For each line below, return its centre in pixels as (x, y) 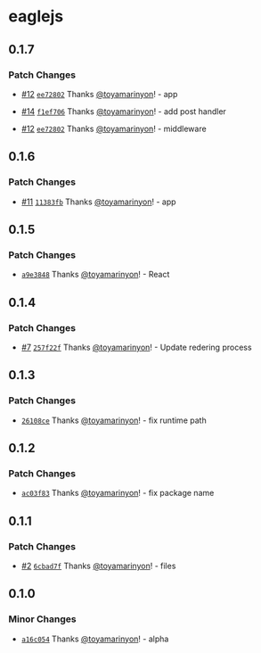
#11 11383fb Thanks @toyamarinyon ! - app (98, 202)
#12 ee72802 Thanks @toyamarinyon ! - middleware (114, 128)
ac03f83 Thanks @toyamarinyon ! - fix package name (118, 493)
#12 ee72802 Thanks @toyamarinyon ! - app (99, 94)
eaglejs (36, 17)
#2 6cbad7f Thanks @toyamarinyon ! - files (98, 566)
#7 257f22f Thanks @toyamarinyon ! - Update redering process (136, 347)
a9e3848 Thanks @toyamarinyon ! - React (95, 275)
